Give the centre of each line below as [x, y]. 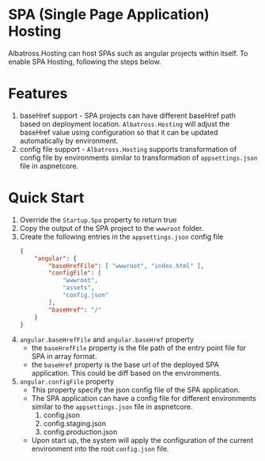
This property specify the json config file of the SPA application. [136, 390]
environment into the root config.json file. [100, 449]
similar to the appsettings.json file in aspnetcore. [112, 407]
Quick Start [46, 198]
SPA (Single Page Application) [109, 15]
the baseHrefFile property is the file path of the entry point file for [139, 348]
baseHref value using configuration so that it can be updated [119, 132]
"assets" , [78, 288]
